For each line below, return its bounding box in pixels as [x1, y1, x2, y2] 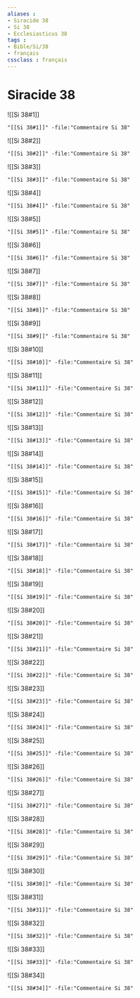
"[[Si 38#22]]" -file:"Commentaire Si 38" [7, 671, 134, 679]
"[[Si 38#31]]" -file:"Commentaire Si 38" [7, 906, 134, 913]
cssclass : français [7, 57, 68, 64]
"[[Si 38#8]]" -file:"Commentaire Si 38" [7, 306, 131, 313]
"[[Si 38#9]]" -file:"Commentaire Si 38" [7, 332, 131, 340]
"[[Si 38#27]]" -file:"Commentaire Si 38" [7, 802, 134, 809]
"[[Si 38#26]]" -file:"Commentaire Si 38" [7, 776, 134, 783]
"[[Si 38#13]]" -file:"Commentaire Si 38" [7, 436, 134, 444]
